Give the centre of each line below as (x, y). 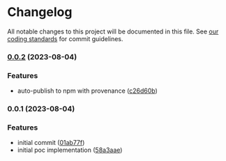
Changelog (40, 12)
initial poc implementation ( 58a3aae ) (70, 150)
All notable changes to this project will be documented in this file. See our (113, 31)
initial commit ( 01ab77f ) (51, 143)
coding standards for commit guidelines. (65, 38)
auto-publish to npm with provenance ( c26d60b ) (88, 91)
